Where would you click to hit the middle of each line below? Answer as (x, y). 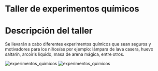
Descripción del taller (49, 31)
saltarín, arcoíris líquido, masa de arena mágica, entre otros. (65, 54)
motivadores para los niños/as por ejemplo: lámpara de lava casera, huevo (79, 49)
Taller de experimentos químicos (72, 9)
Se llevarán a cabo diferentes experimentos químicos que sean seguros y (78, 44)
